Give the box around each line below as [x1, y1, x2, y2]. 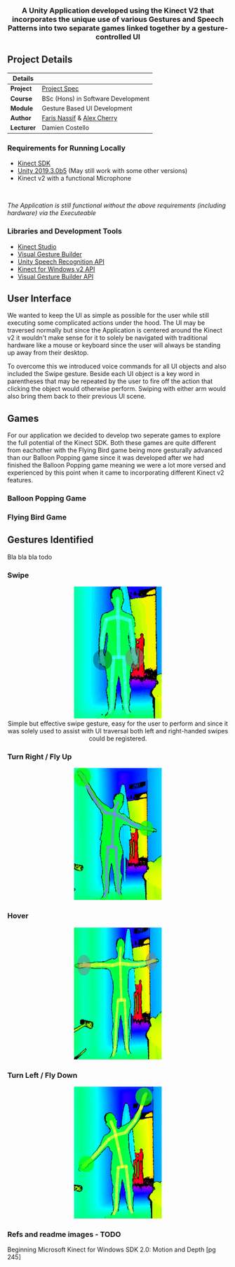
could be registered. [88, 734, 147, 743]
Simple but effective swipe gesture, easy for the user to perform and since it [8, 719, 228, 728]
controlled [95, 32, 132, 41]
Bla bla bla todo [7, 553, 53, 561]
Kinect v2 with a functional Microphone [17, 174, 132, 183]
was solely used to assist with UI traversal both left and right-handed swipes [7, 727, 229, 735]
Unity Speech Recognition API [17, 257, 105, 266]
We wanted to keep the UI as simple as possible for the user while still [7, 311, 209, 320]
